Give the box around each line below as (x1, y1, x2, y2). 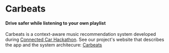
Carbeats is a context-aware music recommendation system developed (5, 31, 156, 37)
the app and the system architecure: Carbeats (5, 42, 102, 48)
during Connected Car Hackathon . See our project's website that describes (5, 36, 164, 43)
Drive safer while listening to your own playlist (5, 20, 106, 26)
